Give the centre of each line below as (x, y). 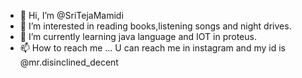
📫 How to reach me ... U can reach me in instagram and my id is (152, 48)
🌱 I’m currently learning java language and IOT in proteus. (138, 36)
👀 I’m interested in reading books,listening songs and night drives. (155, 26)
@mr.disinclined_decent (69, 62)
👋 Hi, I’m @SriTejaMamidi (71, 15)
